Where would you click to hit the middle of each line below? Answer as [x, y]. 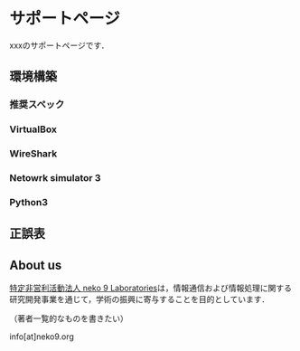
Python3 [28, 202]
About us [36, 265]
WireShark [33, 154]
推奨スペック [37, 105]
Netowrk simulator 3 [55, 178]
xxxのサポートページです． [60, 45]
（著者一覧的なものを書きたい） [69, 318]
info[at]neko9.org [42, 337]
